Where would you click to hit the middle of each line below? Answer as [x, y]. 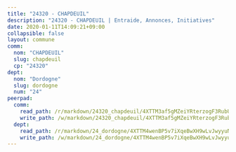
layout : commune [31, 40]
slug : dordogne [36, 85]
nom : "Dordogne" [37, 79]
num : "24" [28, 92]
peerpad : [20, 99]
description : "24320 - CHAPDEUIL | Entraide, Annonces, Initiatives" [111, 20]
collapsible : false [36, 33]
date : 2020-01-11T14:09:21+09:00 [56, 27]
